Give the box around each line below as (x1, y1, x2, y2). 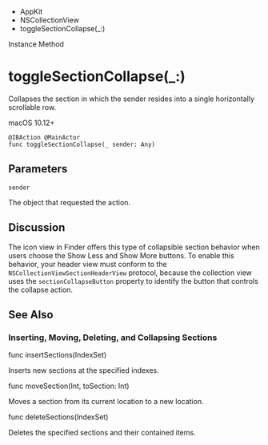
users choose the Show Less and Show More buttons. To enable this (8, 250, 234, 260)
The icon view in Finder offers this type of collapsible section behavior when (8, 242, 260, 252)
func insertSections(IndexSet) (8, 350, 107, 360)
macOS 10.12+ (8, 118, 55, 127)
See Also (8, 308, 54, 322)
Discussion (8, 220, 66, 235)
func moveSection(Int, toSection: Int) (8, 381, 130, 391)
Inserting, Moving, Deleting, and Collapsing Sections (8, 332, 218, 343)
